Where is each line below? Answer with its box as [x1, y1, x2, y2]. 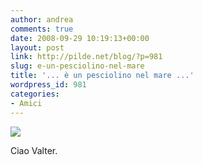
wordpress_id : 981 [10, 80, 87, 90]
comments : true [10, 24, 74, 34]
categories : [10, 89, 60, 99]
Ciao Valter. [10, 144, 58, 156]
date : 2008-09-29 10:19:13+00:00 [10, 33, 150, 43]
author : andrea [10, 14, 74, 25]
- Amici [10, 98, 43, 108]
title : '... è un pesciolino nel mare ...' [10, 71, 195, 81]
